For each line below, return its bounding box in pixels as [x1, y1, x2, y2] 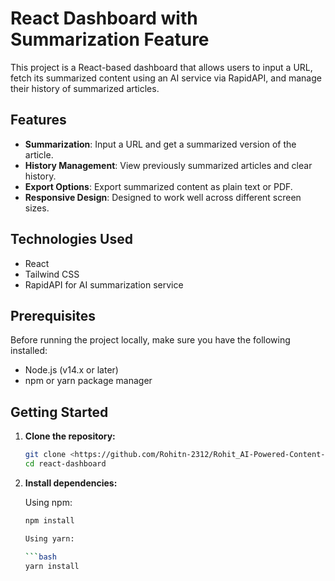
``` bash [24, 552, 57, 562]
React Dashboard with [10, 7, 198, 30]
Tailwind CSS [24, 268, 80, 280]
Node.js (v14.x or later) [24, 364, 119, 376]
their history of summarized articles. [10, 82, 160, 94]
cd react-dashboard [24, 459, 107, 469]
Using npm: [24, 496, 73, 508]
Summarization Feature [10, 28, 210, 51]
